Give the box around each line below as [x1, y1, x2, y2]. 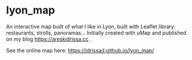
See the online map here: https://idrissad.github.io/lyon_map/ [6, 46, 154, 54]
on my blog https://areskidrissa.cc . [6, 35, 92, 42]
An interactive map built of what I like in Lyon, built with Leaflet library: [6, 23, 176, 30]
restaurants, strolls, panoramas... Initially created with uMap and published [6, 29, 187, 36]
